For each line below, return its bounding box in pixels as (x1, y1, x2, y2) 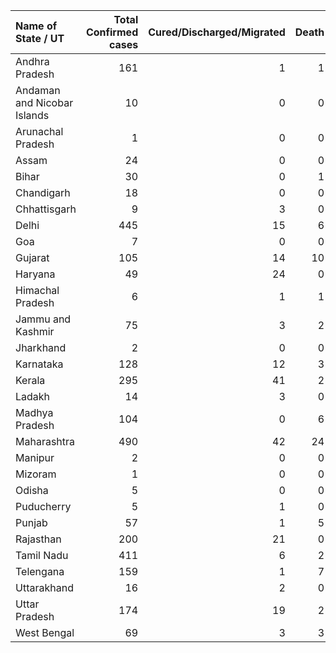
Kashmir (15, 325, 55, 338)
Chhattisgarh (15, 202, 77, 216)
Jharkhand (15, 341, 67, 354)
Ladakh (15, 390, 51, 403)
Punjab (15, 516, 48, 529)
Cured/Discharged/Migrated (148, 25, 286, 39)
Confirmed (85, 25, 139, 39)
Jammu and (15, 312, 72, 326)
